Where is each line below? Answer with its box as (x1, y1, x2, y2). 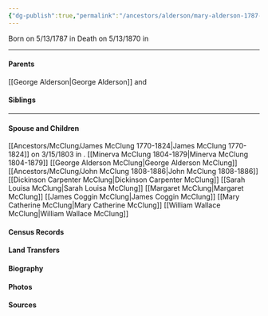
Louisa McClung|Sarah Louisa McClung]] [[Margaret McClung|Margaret (8, 184, 244, 193)
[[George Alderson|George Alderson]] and (8, 77, 148, 86)
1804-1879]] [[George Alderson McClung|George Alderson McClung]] (8, 158, 238, 168)
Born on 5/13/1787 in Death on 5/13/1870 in (8, 34, 149, 43)
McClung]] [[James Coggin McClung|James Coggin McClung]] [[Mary (8, 192, 240, 202)
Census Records (8, 227, 65, 236)
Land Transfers (8, 245, 60, 255)
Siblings (8, 95, 36, 105)
